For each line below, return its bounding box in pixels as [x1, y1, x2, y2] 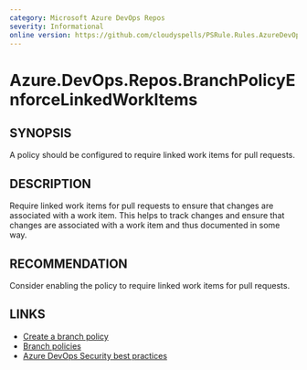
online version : [9, 30, 71, 39]
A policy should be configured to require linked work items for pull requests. [9, 150, 295, 161]
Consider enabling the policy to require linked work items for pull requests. [9, 280, 291, 291]
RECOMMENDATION [9, 256, 128, 271]
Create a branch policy [22, 331, 110, 342]
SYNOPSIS [9, 125, 72, 141]
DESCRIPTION [9, 175, 91, 192]
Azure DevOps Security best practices [22, 350, 167, 361]
